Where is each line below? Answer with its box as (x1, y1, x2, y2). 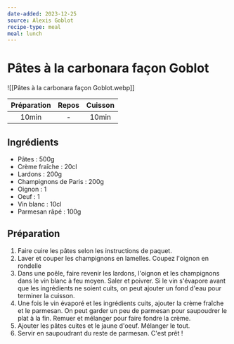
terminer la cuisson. (17, 291, 75, 300)
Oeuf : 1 (17, 192, 40, 201)
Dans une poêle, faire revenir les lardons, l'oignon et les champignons (17, 269, 220, 277)
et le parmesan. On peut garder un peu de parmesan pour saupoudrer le (17, 306, 227, 314)
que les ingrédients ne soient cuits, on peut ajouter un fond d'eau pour (17, 283, 221, 293)
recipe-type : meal (7, 23, 61, 30)
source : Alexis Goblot (7, 17, 74, 24)
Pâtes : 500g (17, 155, 55, 163)
